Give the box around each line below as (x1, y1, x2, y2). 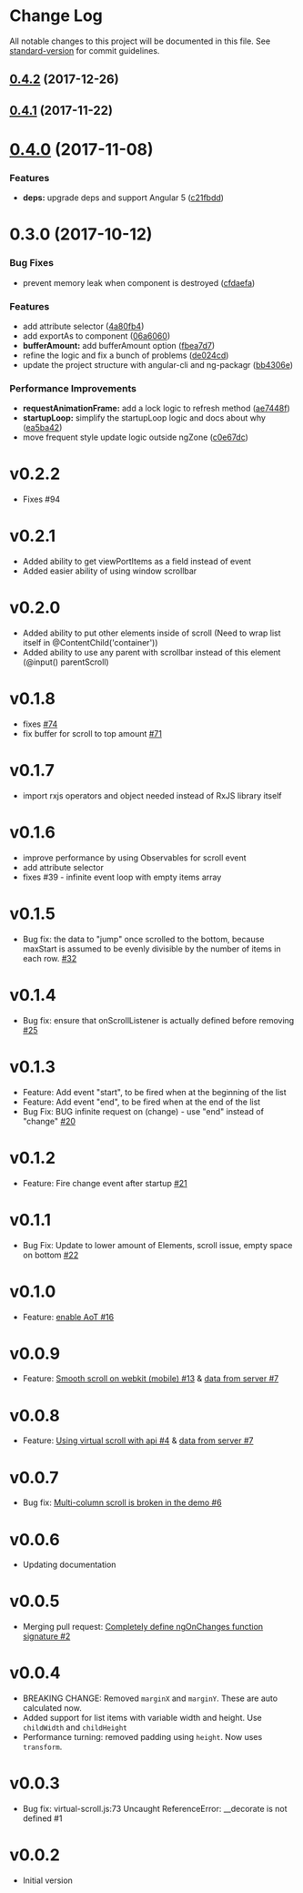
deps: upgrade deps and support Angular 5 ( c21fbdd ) (22, 192, 225, 203)
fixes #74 (22, 718, 58, 729)
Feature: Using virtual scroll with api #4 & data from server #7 (22, 1435, 254, 1446)
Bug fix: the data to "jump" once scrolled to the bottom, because (22, 933, 265, 944)
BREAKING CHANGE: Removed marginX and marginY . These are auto (22, 1693, 278, 1704)
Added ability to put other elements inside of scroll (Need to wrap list (22, 627, 281, 638)
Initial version (22, 1875, 73, 1886)
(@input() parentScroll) (22, 656, 109, 667)
